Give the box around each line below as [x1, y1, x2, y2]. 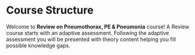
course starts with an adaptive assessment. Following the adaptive [6, 29, 169, 36]
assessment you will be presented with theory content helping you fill [6, 35, 177, 43]
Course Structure [6, 4, 94, 17]
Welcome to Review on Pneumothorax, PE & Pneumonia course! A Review [6, 23, 190, 30]
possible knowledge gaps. [6, 42, 71, 49]
